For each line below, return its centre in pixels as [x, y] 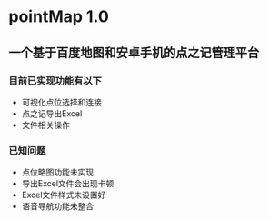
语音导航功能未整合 [58, 206]
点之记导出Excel [52, 113]
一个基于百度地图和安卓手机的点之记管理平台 [134, 52]
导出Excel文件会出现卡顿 [68, 184]
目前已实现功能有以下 [55, 81]
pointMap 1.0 [59, 17]
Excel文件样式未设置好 [64, 195]
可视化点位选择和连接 [61, 102]
